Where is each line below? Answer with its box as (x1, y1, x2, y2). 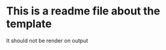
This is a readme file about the (6, 4, 161, 18)
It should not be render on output (6, 37, 88, 44)
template (6, 17, 52, 31)
